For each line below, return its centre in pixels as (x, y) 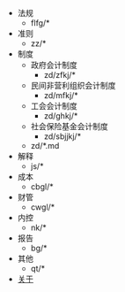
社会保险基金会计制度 (69, 126)
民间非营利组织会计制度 (73, 85)
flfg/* (40, 23)
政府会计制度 (54, 65)
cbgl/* (42, 187)
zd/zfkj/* (60, 75)
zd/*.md (45, 146)
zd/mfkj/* (61, 95)
